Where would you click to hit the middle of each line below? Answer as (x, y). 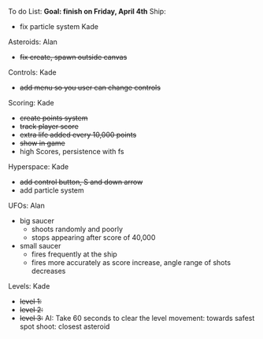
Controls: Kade (32, 72)
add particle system (52, 190)
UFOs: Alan (26, 205)
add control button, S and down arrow (81, 182)
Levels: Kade (29, 286)
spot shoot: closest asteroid (65, 326)
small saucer (40, 246)
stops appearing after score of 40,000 (93, 238)
